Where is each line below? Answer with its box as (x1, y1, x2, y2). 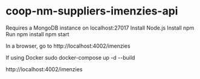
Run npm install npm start (5, 30, 69, 37)
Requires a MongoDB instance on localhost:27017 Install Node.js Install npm (5, 24, 195, 31)
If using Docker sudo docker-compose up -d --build (5, 54, 135, 61)
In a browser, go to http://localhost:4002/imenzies (5, 42, 131, 49)
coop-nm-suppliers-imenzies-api (5, 4, 178, 18)
